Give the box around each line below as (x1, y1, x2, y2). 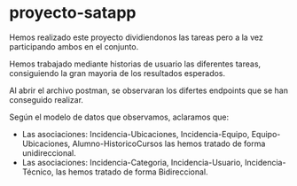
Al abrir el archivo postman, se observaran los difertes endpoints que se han (9, 85, 288, 96)
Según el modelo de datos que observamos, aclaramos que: (9, 112, 230, 122)
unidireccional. (21, 147, 77, 158)
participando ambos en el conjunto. (9, 41, 139, 51)
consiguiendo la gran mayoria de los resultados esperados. (9, 67, 226, 78)
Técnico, (21, 167, 54, 177)
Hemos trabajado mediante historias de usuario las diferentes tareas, (9, 58, 262, 69)
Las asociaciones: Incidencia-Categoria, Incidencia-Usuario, (21, 157, 244, 167)
